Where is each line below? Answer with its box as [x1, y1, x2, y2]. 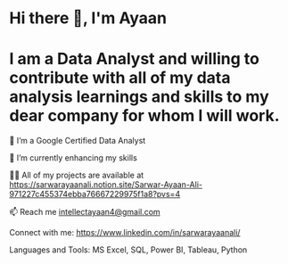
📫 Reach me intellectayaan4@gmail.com [9, 207, 160, 218]
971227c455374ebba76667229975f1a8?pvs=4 [9, 189, 181, 200]
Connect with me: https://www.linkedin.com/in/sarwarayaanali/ [9, 227, 241, 238]
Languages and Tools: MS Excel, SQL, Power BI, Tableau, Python [9, 244, 248, 255]
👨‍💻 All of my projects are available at [9, 169, 144, 181]
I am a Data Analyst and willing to [9, 49, 260, 70]
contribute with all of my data [9, 68, 231, 88]
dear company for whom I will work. [9, 106, 280, 126]
